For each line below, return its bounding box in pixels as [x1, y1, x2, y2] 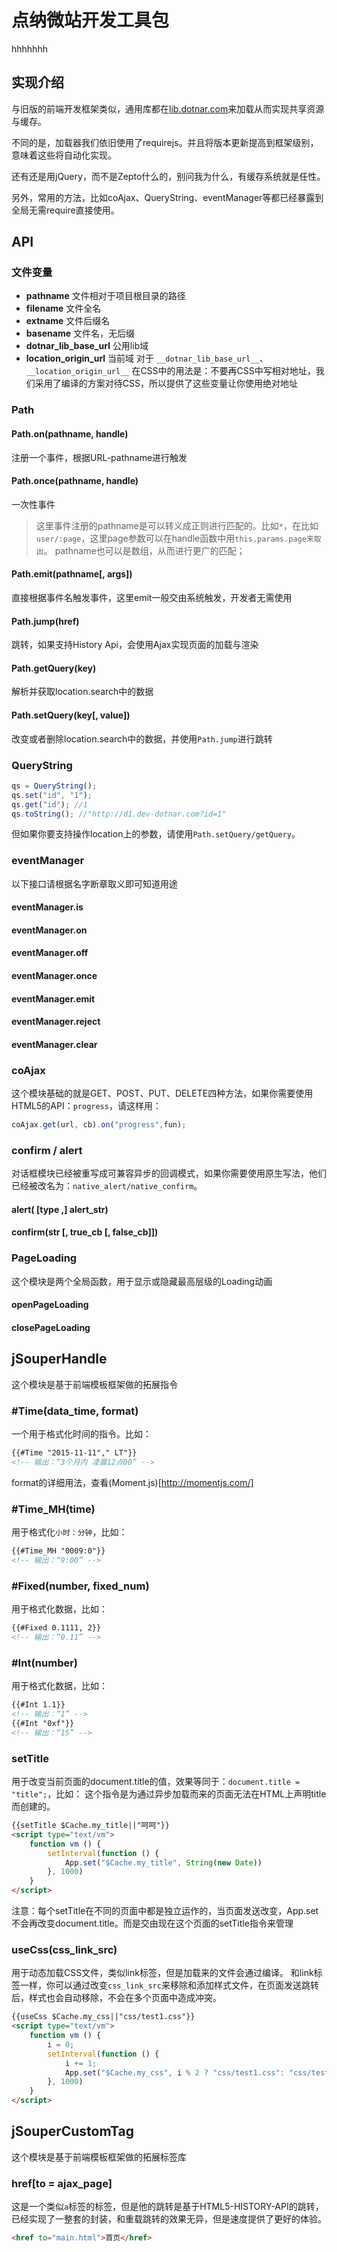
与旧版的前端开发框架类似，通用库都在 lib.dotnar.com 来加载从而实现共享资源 [11, 102, 325, 115]
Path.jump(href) [11, 615, 80, 627]
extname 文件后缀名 [25, 315, 111, 327]
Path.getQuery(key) [11, 662, 97, 674]
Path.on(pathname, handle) [11, 427, 129, 440]
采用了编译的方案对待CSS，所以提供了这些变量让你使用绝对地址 [34, 377, 298, 390]
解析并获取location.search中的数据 [11, 686, 154, 698]
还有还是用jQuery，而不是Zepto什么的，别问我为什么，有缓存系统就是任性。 [11, 170, 326, 182]
